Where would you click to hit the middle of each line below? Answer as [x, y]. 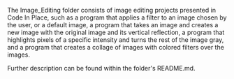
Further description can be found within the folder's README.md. [101, 68]
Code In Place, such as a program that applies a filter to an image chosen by [117, 17]
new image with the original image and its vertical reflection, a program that [116, 32]
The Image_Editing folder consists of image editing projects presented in [112, 10]
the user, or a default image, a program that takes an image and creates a [113, 25]
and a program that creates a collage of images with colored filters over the [116, 47]
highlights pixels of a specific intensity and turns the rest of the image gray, [116, 40]
